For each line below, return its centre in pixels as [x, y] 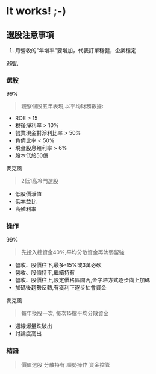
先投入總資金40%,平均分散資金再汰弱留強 [73, 252]
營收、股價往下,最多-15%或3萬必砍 [58, 265]
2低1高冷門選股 [40, 181]
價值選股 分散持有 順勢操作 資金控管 [65, 364]
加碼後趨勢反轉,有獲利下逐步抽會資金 [61, 287]
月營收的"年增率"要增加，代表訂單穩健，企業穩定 [76, 50]
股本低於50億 [31, 155]
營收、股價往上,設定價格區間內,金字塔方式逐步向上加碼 [83, 280]
